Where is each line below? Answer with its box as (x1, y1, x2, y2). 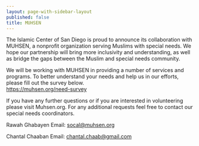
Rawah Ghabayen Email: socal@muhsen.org (6, 122, 115, 129)
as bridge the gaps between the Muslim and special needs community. (6, 55, 180, 63)
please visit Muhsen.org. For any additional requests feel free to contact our (6, 104, 193, 111)
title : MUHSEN (6, 20, 42, 26)
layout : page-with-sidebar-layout (6, 8, 93, 15)
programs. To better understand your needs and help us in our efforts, (6, 73, 179, 80)
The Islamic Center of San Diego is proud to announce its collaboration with (6, 36, 192, 44)
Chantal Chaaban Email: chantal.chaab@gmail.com (6, 133, 132, 140)
